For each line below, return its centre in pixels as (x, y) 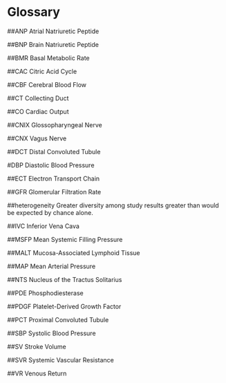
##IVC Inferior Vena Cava (43, 226)
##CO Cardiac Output (38, 111)
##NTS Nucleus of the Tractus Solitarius (65, 279)
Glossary (34, 12)
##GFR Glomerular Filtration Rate (54, 192)
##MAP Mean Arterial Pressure (51, 266)
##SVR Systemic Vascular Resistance (60, 359)
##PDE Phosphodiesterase (46, 293)
